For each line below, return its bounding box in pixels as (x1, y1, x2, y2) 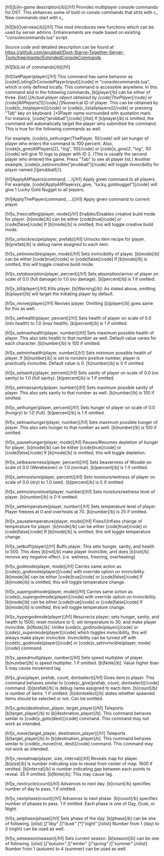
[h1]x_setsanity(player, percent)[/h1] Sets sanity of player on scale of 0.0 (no (5, 370, 159, 376)
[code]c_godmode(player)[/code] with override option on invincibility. (5, 569, 145, 574)
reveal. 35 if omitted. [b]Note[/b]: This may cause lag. (5, 771, 114, 777)
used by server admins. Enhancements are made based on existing (5, 30, 141, 35)
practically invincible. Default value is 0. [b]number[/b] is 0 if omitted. (5, 360, 145, 366)
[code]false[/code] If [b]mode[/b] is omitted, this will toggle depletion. (5, 450, 146, 455)
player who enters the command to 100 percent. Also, (5, 141, 114, 147)
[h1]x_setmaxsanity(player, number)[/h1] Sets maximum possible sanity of (5, 384, 153, 390)
